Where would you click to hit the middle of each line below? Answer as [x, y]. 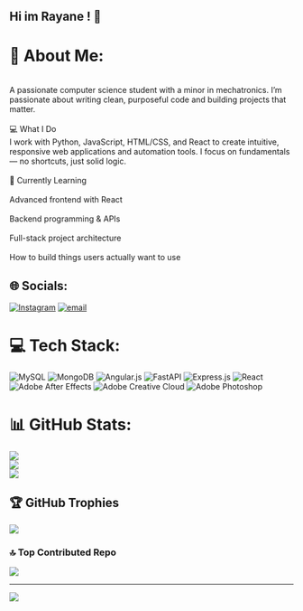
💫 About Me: [57, 56]
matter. [23, 109]
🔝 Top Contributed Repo [63, 552]
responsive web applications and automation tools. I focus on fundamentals [150, 152]
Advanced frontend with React [66, 200]
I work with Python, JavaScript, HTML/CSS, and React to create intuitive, [144, 142]
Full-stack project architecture [65, 238]
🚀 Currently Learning [48, 181]
